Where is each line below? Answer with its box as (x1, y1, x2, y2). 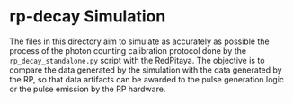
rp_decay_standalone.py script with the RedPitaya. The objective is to (9, 55, 265, 65)
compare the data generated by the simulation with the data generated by (9, 64, 282, 75)
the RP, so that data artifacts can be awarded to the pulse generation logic (9, 73, 285, 84)
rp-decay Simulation (9, 6, 166, 27)
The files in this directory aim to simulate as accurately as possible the (9, 36, 270, 47)
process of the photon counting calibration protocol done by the (9, 45, 247, 56)
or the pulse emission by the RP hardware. (9, 83, 166, 94)
